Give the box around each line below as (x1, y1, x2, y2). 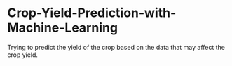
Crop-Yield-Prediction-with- (7, 5, 177, 21)
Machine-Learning (7, 20, 118, 36)
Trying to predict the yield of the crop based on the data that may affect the (7, 43, 226, 51)
